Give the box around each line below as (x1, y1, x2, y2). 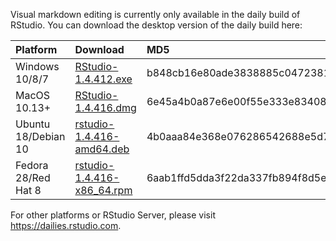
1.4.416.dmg (74, 101, 137, 114)
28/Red (15, 171, 51, 184)
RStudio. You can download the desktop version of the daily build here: (10, 19, 303, 31)
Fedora (15, 159, 49, 172)
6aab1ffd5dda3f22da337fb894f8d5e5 (146, 171, 333, 184)
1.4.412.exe (74, 72, 133, 86)
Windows (15, 60, 60, 73)
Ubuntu (15, 117, 51, 131)
